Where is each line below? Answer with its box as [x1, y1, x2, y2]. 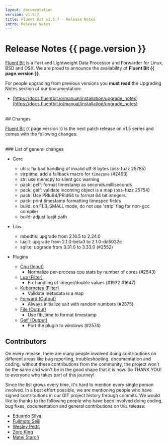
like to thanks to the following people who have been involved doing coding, [5, 398, 163, 404]
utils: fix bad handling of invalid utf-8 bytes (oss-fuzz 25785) [20, 166, 146, 172]
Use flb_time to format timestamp [27, 312, 97, 318]
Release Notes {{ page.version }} [5, 43, 146, 54]
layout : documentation [5, 7, 53, 13]
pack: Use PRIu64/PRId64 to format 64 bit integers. [20, 193, 127, 199]
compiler [20, 209, 39, 215]
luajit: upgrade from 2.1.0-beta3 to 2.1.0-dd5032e [20, 239, 122, 245]
